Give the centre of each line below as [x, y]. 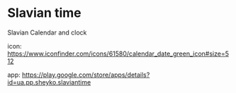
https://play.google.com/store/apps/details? [86, 75]
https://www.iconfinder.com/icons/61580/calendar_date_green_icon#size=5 [118, 54]
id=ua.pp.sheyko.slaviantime [49, 82]
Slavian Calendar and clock [47, 32]
